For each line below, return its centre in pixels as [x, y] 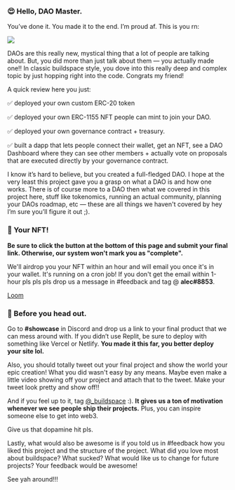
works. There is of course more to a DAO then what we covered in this [109, 189]
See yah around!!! [33, 479]
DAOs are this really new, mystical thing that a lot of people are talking [108, 54]
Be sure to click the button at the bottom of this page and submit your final [117, 245]
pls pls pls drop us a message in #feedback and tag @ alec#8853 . [119, 282]
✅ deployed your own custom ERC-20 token [71, 103]
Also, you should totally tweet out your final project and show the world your [117, 365]
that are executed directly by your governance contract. [88, 161]
